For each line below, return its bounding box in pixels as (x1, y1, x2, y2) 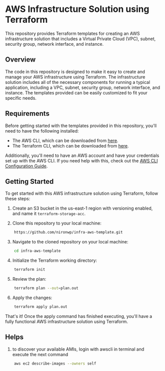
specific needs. (5, 95, 37, 101)
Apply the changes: (12, 295, 53, 300)
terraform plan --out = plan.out (14, 286, 79, 291)
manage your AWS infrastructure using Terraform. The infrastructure (5, 74, 145, 80)
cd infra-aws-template (14, 248, 61, 254)
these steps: (5, 196, 31, 202)
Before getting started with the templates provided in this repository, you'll (5, 123, 157, 129)
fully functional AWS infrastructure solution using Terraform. (5, 318, 128, 324)
